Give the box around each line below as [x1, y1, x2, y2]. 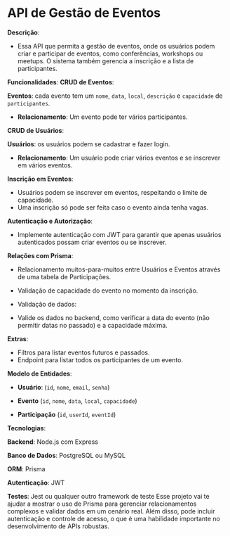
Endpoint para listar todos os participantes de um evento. [17, 355, 184, 364]
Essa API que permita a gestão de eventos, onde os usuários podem [17, 42, 215, 50]
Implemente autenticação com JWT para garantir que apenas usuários [17, 230, 222, 238]
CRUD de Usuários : [7, 126, 65, 134]
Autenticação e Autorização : [7, 217, 93, 225]
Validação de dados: [17, 300, 77, 308]
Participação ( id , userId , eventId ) [17, 410, 116, 419]
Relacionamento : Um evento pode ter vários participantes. [17, 113, 188, 121]
